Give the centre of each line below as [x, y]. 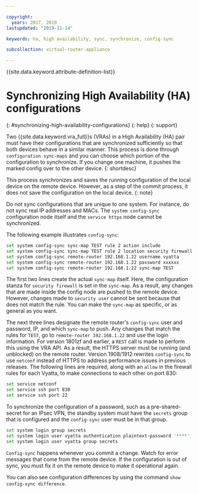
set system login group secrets [46, 430]
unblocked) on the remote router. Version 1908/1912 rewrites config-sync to [99, 354]
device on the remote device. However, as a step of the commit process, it [97, 186]
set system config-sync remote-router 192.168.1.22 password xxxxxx [93, 262]
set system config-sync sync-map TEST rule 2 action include [83, 246]
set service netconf [32, 384]
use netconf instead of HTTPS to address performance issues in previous [96, 360]
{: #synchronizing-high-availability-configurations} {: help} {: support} [92, 125]
